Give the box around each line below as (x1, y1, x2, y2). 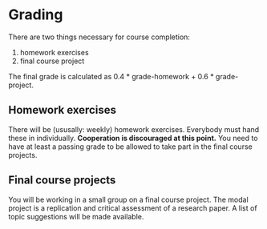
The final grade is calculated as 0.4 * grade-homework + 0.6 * (8, 71, 214, 81)
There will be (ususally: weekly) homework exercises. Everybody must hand (8, 124, 260, 134)
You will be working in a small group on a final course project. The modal (8, 195, 249, 204)
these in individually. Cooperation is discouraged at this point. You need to (8, 133, 258, 143)
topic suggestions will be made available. (8, 211, 144, 221)
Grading (8, 6, 63, 24)
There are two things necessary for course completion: (8, 32, 191, 42)
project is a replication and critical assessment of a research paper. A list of (8, 203, 258, 213)
